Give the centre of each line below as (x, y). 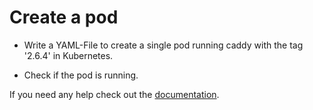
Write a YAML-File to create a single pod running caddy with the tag (163, 45)
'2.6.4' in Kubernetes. (68, 55)
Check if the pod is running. (81, 75)
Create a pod (64, 17)
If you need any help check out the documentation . (114, 94)
